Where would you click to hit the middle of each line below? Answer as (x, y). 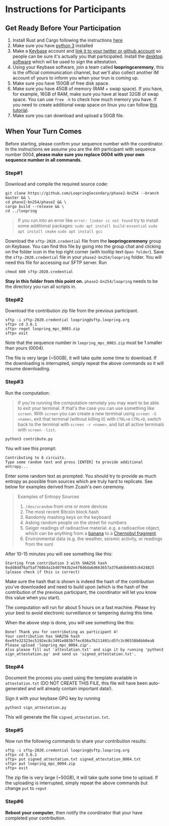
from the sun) (39, 544)
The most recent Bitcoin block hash (62, 512)
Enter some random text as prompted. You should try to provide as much (81, 476)
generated (16, 688)
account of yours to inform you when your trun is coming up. (76, 78)
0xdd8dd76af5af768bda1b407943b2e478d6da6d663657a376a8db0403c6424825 (80, 568)
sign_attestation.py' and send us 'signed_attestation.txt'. (71, 654)
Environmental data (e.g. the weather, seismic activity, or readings (94, 539)
